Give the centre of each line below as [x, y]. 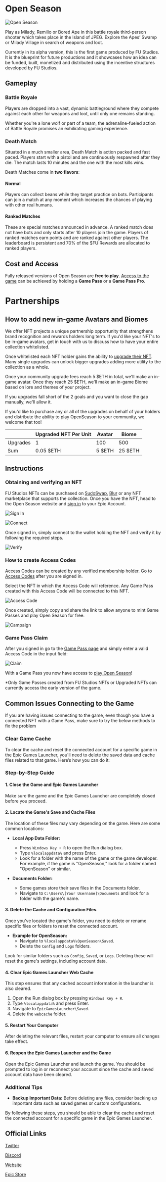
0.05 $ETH [48, 451]
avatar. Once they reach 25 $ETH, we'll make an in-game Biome [83, 382]
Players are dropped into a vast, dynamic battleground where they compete [82, 108]
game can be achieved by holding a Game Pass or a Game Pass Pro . [75, 281]
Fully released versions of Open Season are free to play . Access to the [77, 276]
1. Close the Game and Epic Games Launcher [52, 785]
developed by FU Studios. [31, 68]
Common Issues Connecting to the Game [70, 703]
